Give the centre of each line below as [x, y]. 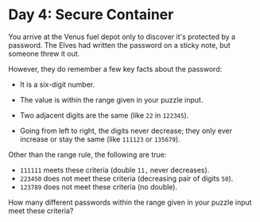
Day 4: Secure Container [91, 15]
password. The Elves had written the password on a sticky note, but [119, 45]
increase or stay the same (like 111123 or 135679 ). [100, 139]
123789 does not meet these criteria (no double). [99, 187]
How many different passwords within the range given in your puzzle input [130, 202]
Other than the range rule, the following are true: [87, 154]
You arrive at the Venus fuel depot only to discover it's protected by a [122, 37]
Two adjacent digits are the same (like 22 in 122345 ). [104, 115]
